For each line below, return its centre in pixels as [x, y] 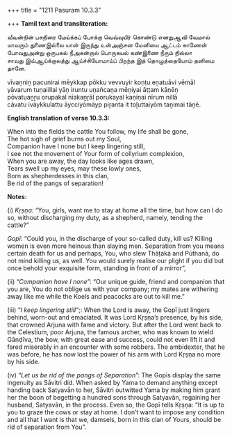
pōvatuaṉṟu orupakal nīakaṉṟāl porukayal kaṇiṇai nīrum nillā [92, 97]
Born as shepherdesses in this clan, [58, 176]
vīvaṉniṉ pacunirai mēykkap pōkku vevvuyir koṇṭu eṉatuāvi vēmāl [101, 82]
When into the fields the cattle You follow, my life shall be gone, [98, 131]
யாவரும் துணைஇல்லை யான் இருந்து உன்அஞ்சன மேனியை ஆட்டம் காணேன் [107, 45]
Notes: [17, 197]
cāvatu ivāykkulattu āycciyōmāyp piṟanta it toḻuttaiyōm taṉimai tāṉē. [104, 104]
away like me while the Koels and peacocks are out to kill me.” [96, 296]
